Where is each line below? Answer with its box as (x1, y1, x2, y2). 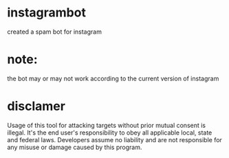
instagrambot (7, 5, 86, 21)
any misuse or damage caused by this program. (7, 143, 142, 151)
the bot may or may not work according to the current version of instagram (7, 74, 219, 82)
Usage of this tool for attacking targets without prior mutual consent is (7, 121, 206, 129)
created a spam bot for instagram (7, 27, 102, 36)
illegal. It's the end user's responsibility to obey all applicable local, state (7, 128, 212, 137)
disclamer (7, 98, 65, 114)
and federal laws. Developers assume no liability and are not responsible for (7, 135, 222, 144)
